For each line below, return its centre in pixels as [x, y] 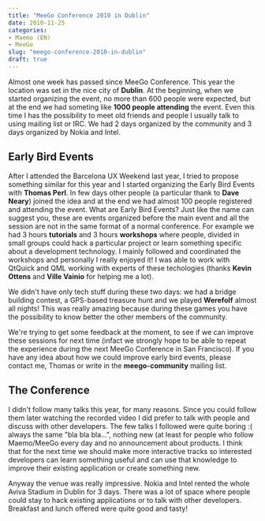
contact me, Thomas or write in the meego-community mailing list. [118, 365]
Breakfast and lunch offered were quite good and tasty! [98, 508]
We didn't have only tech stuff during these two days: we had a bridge [122, 292]
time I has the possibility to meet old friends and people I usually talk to [123, 115]
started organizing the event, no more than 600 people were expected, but [129, 99]
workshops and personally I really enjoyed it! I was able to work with [119, 259]
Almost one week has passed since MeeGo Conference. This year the [121, 82]
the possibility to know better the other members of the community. [118, 317]
